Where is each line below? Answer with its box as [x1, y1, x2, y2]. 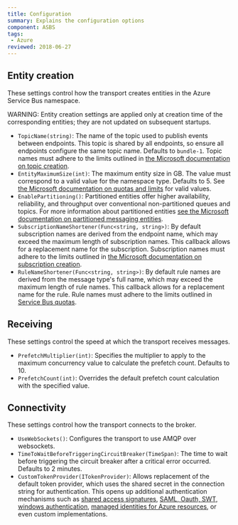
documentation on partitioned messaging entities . [17, 214, 163, 223]
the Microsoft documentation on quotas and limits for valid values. [17, 184, 212, 193]
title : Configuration [7, 10, 72, 18]
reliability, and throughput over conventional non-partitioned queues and [17, 199, 231, 208]
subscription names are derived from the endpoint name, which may [17, 229, 218, 238]
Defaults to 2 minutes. [17, 465, 83, 473]
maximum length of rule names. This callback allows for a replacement [17, 282, 225, 291]
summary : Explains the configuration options [7, 17, 144, 24]
